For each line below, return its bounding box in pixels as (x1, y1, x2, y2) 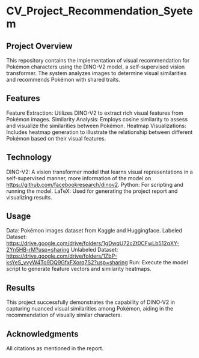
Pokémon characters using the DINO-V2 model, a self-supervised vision (6, 63, 185, 70)
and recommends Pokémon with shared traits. (6, 76, 120, 83)
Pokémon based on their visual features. (6, 135, 106, 142)
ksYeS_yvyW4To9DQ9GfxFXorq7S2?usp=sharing (6, 259, 128, 266)
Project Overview (6, 41, 73, 51)
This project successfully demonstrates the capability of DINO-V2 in (6, 299, 176, 306)
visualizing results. (6, 193, 52, 201)
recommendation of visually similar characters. (6, 311, 122, 319)
